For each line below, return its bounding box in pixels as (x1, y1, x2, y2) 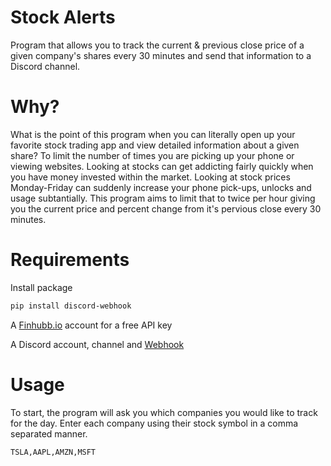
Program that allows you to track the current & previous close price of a (10, 39, 305, 51)
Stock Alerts (10, 6, 116, 29)
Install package (10, 281, 73, 293)
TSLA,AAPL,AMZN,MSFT (10, 447, 97, 457)
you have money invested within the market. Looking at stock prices (10, 171, 291, 183)
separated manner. (10, 427, 88, 440)
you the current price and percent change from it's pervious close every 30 (10, 202, 322, 215)
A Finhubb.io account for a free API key (10, 319, 173, 331)
